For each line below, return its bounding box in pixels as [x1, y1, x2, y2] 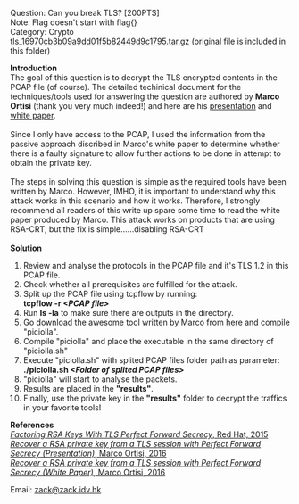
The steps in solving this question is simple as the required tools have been [10, 177, 287, 186]
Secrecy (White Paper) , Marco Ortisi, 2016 [10, 467, 166, 477]
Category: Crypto [10, 27, 74, 37]
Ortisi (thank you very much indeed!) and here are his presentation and [10, 101, 272, 111]
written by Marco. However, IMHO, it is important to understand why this [10, 186, 276, 196]
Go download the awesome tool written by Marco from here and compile [22, 317, 291, 327]
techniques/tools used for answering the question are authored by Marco [10, 91, 280, 102]
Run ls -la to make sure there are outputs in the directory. [22, 308, 235, 318]
